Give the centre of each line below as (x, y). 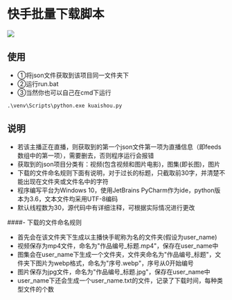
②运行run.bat (38, 83)
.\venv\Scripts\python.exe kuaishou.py (65, 106)
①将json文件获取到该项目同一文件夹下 (73, 75)
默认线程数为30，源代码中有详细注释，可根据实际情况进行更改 (106, 207)
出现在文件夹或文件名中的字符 (66, 181)
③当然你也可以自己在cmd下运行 (64, 92)
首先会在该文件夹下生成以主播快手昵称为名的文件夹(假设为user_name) (117, 237)
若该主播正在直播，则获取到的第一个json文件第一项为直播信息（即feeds (119, 147)
